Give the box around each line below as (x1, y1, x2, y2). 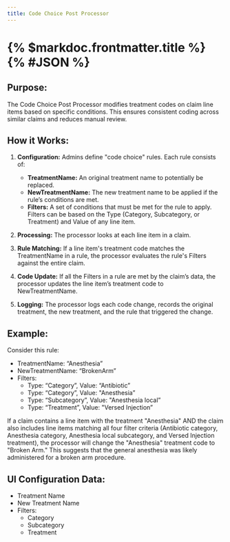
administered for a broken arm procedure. (7, 453, 126, 462)
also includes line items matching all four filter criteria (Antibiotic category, (7, 424, 218, 432)
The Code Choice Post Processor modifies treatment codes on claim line (7, 100, 213, 108)
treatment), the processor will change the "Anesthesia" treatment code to (7, 439, 216, 447)
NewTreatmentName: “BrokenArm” (17, 367, 116, 375)
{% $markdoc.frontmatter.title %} (7, 39, 207, 55)
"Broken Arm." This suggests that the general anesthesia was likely (7, 446, 198, 454)
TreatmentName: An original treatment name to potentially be (27, 174, 204, 182)
